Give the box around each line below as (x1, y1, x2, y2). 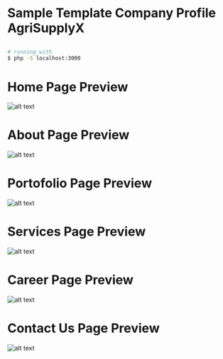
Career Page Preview (7, 272, 134, 288)
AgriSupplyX (7, 20, 85, 36)
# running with (7, 48, 53, 55)
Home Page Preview (7, 79, 129, 95)
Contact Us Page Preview (7, 321, 160, 336)
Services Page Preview (7, 223, 146, 240)
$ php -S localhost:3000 (7, 55, 81, 62)
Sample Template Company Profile (7, 5, 217, 21)
